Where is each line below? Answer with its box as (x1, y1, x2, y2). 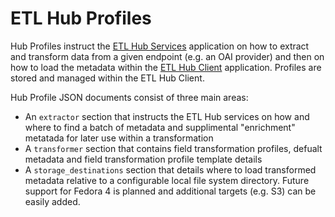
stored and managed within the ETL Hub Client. (10, 72, 205, 84)
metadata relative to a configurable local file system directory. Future (24, 174, 310, 186)
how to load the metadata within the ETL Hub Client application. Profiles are (10, 61, 322, 73)
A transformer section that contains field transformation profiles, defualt (24, 142, 323, 154)
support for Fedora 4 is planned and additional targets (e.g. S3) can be (24, 185, 317, 197)
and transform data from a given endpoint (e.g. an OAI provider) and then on (10, 50, 325, 62)
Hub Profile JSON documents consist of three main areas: (10, 91, 249, 103)
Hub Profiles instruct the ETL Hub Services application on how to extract (10, 40, 310, 52)
